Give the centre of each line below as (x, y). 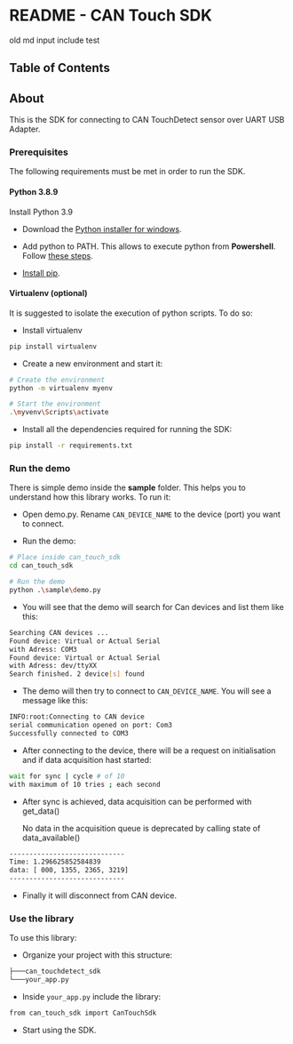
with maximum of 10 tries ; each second (85, 784)
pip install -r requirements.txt (71, 446)
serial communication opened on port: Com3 (91, 726)
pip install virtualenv (53, 346)
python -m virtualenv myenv (61, 388)
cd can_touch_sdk (41, 566)
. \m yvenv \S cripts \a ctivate (59, 413)
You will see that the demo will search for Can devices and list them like (153, 606)
